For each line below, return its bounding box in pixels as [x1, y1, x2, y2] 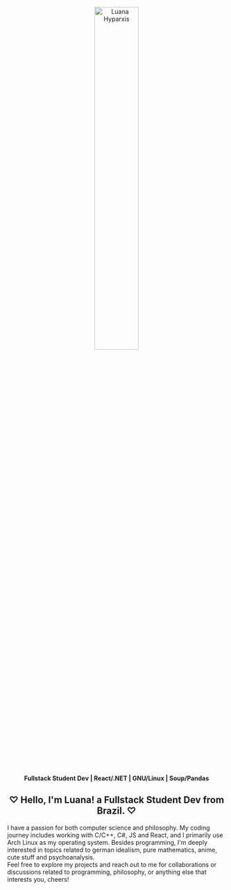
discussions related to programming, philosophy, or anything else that [7, 868, 207, 876]
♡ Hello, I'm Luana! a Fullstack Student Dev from [9, 794, 224, 806]
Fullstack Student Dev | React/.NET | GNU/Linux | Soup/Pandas [24, 774, 209, 782]
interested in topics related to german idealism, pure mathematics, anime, [7, 846, 217, 854]
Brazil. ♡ [96, 805, 137, 817]
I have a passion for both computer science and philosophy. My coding [7, 823, 210, 832]
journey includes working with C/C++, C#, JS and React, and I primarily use [7, 830, 223, 839]
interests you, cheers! [7, 875, 69, 883]
